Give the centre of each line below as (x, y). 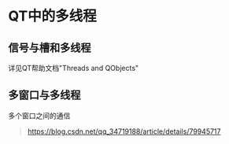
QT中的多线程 (52, 16)
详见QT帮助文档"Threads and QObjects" (74, 68)
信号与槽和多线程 (50, 48)
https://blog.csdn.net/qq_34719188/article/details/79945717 (124, 131)
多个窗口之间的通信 (39, 116)
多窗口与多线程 (44, 95)
